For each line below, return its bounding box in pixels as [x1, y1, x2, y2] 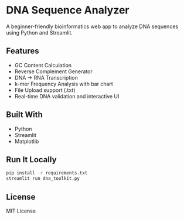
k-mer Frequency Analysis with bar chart [14, 80, 113, 87]
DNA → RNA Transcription [14, 74, 78, 81]
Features [6, 46, 39, 56]
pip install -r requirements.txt [6, 170, 88, 176]
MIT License [6, 207, 36, 214]
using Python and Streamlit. [6, 29, 73, 36]
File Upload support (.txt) [14, 86, 76, 94]
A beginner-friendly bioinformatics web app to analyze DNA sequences [6, 23, 179, 30]
